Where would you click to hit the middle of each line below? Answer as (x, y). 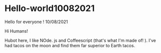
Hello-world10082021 (50, 8)
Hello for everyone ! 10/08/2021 (36, 22)
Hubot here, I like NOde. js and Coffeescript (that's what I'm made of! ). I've (80, 40)
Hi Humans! (16, 31)
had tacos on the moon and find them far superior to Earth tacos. (70, 45)
